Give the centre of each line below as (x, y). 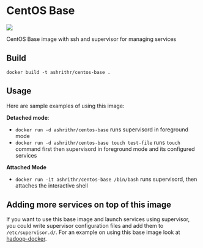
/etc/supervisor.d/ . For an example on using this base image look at (93, 232)
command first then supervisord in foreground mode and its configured (105, 149)
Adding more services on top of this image (89, 204)
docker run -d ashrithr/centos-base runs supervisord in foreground (102, 129)
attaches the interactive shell (52, 185)
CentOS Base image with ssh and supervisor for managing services (91, 39)
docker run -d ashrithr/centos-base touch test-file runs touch (98, 142)
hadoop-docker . (27, 239)
